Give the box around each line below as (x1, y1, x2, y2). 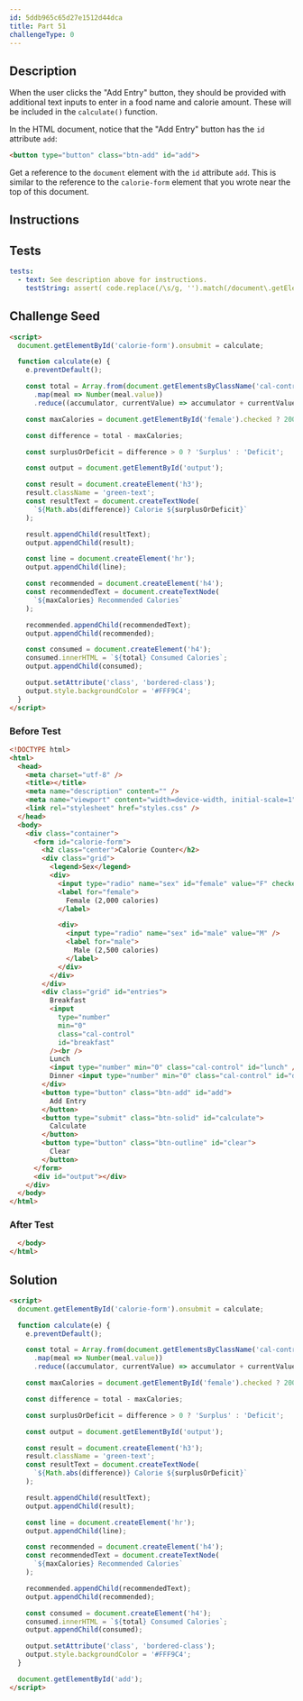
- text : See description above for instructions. (17, 276, 207, 285)
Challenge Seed (9, 308, 101, 325)
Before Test (9, 725, 61, 737)
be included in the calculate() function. (9, 106, 158, 117)
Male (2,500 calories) (73, 946, 160, 955)
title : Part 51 (9, 22, 67, 31)
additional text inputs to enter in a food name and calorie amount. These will (9, 96, 291, 108)
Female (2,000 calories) (66, 896, 160, 905)
